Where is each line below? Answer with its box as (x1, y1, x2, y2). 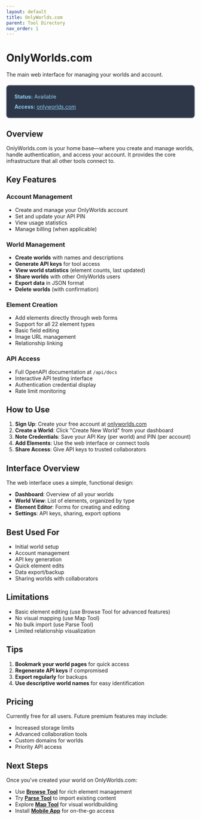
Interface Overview (6, 463, 80, 473)
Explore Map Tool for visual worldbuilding (14, 801, 118, 808)
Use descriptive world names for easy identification (14, 679, 145, 687)
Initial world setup (14, 543, 59, 551)
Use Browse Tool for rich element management (14, 788, 132, 795)
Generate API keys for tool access (14, 260, 100, 267)
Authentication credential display (14, 381, 96, 388)
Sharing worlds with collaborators (14, 575, 99, 582)
